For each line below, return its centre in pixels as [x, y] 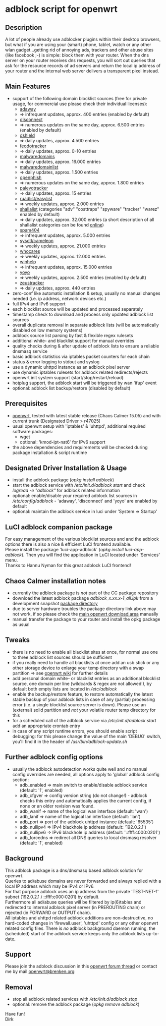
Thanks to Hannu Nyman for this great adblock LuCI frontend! [68, 566]
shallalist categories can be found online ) [62, 225]
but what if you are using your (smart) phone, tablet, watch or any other [78, 45]
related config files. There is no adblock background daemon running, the [81, 928]
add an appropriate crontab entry [46, 726]
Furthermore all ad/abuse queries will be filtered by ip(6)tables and [73, 902]
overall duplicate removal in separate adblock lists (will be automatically [85, 325]
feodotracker [33, 146]
